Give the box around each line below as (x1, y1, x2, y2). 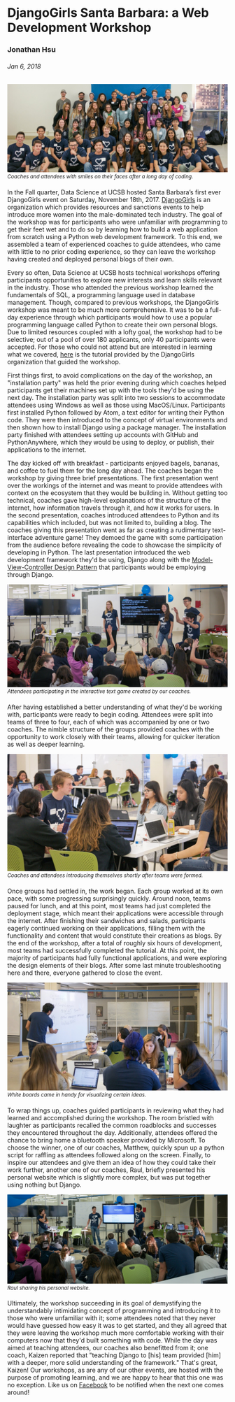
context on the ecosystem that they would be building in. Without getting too (7, 488, 228, 497)
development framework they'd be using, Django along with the (7, 555, 191, 564)
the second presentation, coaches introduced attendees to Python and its (7, 510, 220, 519)
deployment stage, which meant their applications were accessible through (7, 909, 224, 917)
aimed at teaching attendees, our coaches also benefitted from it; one (7, 1344, 208, 1352)
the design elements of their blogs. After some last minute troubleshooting (7, 961, 222, 970)
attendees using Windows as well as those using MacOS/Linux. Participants (7, 401, 226, 409)
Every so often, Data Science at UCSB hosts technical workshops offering (7, 268, 220, 277)
